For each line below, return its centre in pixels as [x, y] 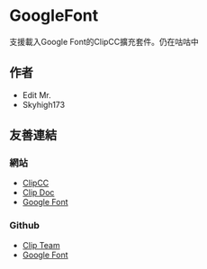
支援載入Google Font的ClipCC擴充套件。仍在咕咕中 [104, 41]
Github [25, 226]
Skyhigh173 [44, 104]
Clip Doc [38, 193]
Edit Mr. [36, 94]
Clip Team [41, 245]
